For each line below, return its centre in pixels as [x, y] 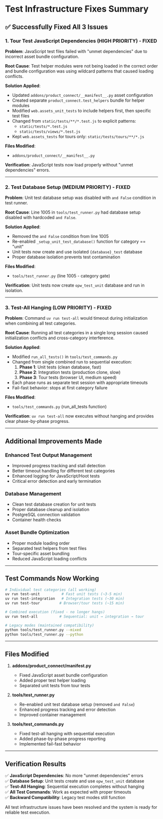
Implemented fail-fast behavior [50, 744]
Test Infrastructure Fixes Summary [77, 9]
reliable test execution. [28, 812]
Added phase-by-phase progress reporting [62, 739]
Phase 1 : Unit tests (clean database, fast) [60, 367]
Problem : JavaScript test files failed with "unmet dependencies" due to [76, 51]
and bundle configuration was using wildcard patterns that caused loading [79, 71]
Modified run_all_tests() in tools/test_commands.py [65, 357]
